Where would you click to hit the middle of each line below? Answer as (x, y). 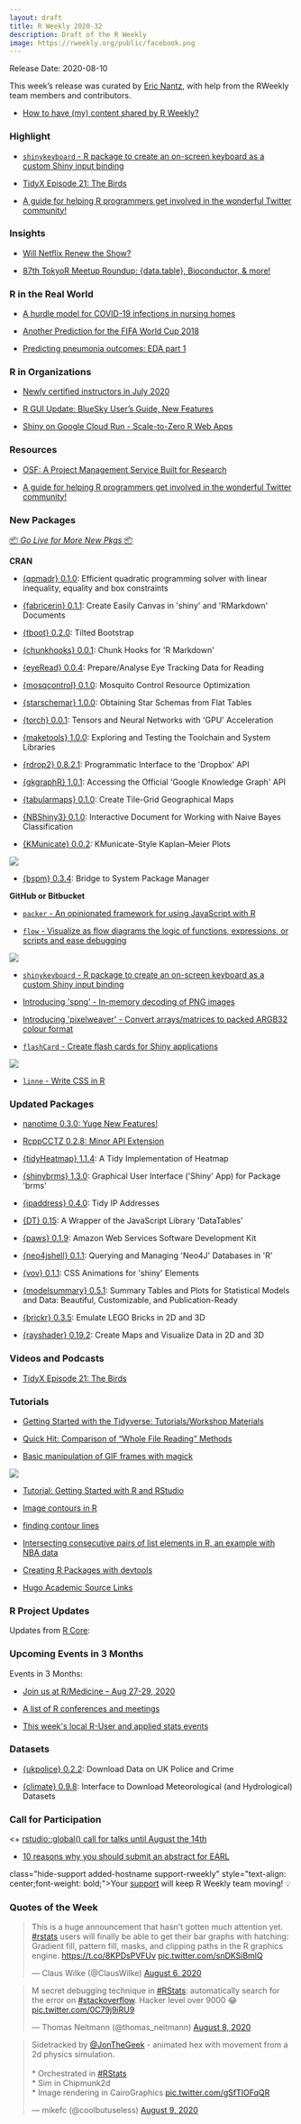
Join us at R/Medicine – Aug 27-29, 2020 (99, 1691)
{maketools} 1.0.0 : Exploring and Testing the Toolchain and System (146, 738)
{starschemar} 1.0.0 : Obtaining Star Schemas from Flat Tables (137, 703)
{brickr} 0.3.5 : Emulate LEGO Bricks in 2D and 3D (114, 1318)
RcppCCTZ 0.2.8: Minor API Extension (93, 1141)
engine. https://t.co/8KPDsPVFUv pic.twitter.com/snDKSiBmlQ (147, 1956)
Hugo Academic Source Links (78, 1587)
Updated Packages (52, 1104)
